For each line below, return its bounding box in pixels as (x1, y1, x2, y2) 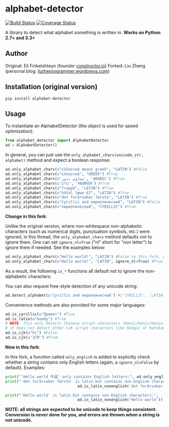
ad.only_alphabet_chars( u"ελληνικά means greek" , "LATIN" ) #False (5, 167, 147, 172)
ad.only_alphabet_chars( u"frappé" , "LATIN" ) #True (5, 186, 114, 191)
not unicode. (5, 417, 33, 423)
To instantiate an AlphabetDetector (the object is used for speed (5, 123, 138, 129)
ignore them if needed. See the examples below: (5, 244, 106, 250)
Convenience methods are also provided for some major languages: (5, 302, 146, 308)
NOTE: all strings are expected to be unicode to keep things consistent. (5, 406, 157, 412)
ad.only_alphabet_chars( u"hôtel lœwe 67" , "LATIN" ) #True (5, 190, 129, 195)
